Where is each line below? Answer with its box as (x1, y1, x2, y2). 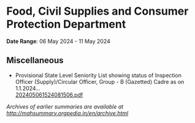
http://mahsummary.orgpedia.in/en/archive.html (6, 109, 129, 117)
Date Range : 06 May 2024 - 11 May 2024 (6, 37, 110, 45)
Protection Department (6, 17, 126, 31)
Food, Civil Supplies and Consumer (6, 4, 189, 18)
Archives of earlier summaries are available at (6, 103, 124, 110)
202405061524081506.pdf (15, 91, 83, 99)
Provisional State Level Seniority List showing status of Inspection (15, 72, 182, 79)
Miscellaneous (6, 55, 64, 65)
